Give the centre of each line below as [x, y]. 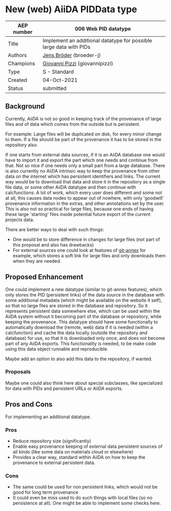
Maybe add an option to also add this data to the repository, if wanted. [79, 359]
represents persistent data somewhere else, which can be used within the [83, 311]
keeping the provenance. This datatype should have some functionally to [82, 321]
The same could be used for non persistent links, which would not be [85, 487]
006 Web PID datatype [103, 29]
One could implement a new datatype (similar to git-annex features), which [84, 289]
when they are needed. [37, 261]
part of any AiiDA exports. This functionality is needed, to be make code [81, 343]
